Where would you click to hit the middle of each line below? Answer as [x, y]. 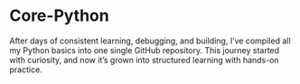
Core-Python [60, 16]
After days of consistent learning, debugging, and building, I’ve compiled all [150, 41]
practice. [26, 70]
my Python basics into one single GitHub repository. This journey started [145, 50]
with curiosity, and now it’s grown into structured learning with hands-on [144, 60]
